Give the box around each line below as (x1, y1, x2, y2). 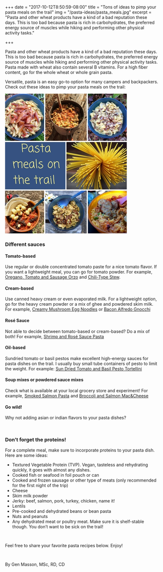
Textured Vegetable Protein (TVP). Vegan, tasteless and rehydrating (12, 462, 148, 468)
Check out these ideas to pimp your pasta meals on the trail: (5, 84, 126, 89)
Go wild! (5, 404, 22, 410)
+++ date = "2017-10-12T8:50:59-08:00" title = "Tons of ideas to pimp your (5, 4, 157, 10)
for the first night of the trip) (12, 483, 69, 488)
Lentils (12, 503, 26, 509)
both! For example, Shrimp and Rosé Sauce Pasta (5, 333, 104, 339)
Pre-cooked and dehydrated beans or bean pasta (12, 508, 111, 514)
